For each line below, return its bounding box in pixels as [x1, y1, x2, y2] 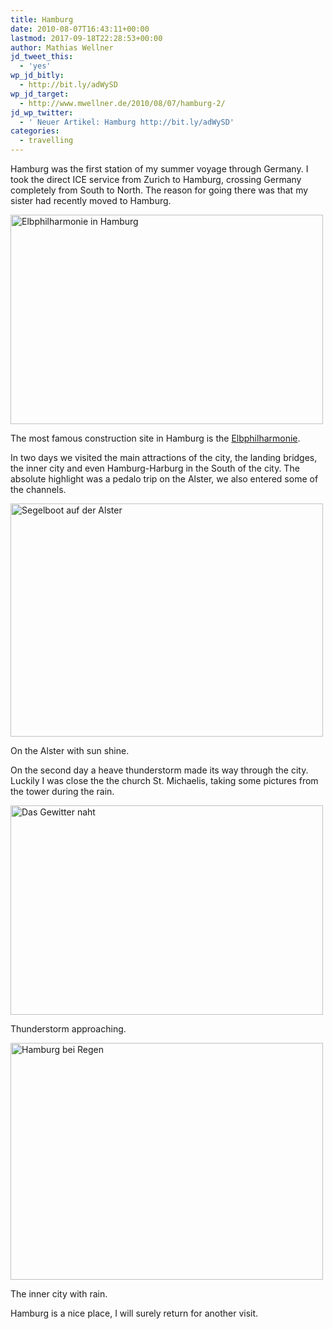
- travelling [19, 136, 74, 146]
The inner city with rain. [10, 1288, 108, 1300]
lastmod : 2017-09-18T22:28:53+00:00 [10, 33, 163, 43]
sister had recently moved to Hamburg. [10, 195, 172, 206]
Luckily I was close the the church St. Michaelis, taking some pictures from [10, 775, 319, 786]
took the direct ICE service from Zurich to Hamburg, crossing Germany [10, 174, 302, 185]
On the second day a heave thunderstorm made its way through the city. [10, 764, 309, 776]
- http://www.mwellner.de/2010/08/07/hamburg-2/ [19, 98, 226, 108]
